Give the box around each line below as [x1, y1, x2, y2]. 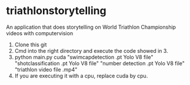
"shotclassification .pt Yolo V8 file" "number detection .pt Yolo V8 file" [14, 60, 185, 67]
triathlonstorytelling [6, 4, 107, 18]
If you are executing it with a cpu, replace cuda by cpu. [14, 72, 148, 79]
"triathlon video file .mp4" [14, 66, 78, 73]
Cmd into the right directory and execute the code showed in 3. [14, 47, 169, 54]
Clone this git [14, 41, 47, 48]
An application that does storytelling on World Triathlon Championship [6, 23, 176, 30]
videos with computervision [6, 29, 74, 36]
